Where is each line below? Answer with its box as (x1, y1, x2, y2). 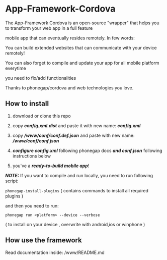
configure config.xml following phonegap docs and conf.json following (12, 147, 162, 153)
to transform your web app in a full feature (5, 25, 93, 31)
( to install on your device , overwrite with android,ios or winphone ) (5, 221, 145, 227)
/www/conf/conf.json (12, 137, 59, 144)
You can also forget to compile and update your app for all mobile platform (5, 60, 159, 66)
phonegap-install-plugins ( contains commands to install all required (5, 187, 148, 193)
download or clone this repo (12, 113, 71, 119)
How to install (5, 99, 49, 108)
